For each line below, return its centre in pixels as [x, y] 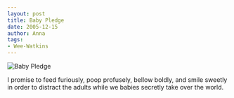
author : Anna [26, 33]
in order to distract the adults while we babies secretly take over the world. [116, 87]
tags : [15, 40]
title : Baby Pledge [36, 20]
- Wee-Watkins [28, 46]
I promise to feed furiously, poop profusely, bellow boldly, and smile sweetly [117, 80]
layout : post [26, 14]
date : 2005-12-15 [33, 27]
